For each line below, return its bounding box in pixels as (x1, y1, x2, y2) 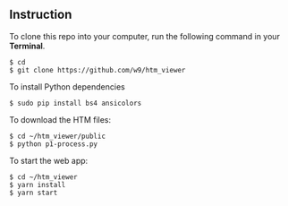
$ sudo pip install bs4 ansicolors (9, 99, 142, 107)
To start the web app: (9, 155, 89, 166)
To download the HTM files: (9, 114, 112, 124)
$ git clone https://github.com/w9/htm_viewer (9, 65, 186, 74)
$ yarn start (9, 188, 58, 197)
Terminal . (9, 40, 46, 51)
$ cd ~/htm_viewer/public (9, 132, 106, 141)
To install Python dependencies (9, 81, 125, 92)
